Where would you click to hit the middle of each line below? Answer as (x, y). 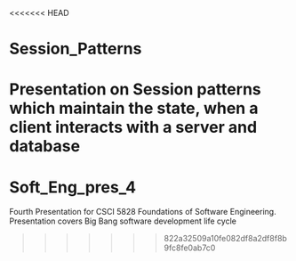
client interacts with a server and (133, 127)
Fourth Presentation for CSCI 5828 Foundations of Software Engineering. (143, 212)
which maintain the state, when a (134, 108)
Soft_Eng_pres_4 (72, 187)
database (45, 147)
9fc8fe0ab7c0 (190, 248)
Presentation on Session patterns (136, 90)
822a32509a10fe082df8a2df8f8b (225, 239)
